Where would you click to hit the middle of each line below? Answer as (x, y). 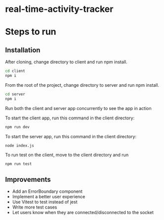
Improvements (28, 179)
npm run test (19, 164)
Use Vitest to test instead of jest (45, 202)
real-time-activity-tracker (59, 9)
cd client (15, 71)
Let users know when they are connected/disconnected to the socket (83, 213)
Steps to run (31, 32)
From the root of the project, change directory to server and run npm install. (82, 85)
